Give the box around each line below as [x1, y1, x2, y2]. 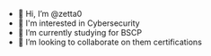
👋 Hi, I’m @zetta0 [17, 9, 83, 19]
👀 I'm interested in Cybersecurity [17, 18, 141, 28]
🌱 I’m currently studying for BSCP [17, 28, 142, 37]
